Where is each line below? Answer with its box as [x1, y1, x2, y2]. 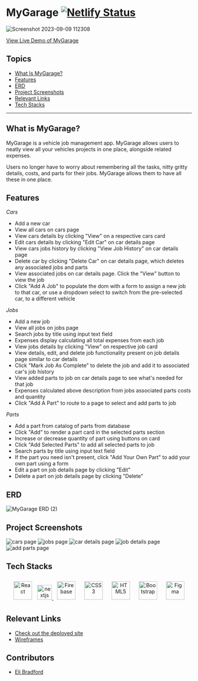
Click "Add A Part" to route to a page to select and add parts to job [14, 400, 177, 407]
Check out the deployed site [14, 629, 84, 637]
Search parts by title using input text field [14, 447, 115, 454]
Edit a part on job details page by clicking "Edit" [14, 466, 131, 473]
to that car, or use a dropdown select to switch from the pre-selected [14, 289, 183, 296]
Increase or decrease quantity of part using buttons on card [14, 435, 160, 442]
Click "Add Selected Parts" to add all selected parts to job [14, 441, 155, 448]
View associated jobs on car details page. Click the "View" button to [14, 270, 180, 277]
